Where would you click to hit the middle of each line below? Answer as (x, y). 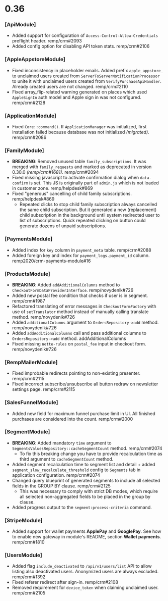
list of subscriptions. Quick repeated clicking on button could (83, 221)
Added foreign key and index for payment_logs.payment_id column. (81, 255)
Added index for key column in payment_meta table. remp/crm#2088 (81, 250)
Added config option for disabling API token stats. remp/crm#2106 (81, 46)
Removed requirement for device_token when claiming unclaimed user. (85, 588)
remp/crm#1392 (29, 577)
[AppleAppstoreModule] (35, 60)
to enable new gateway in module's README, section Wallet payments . (87, 537)
